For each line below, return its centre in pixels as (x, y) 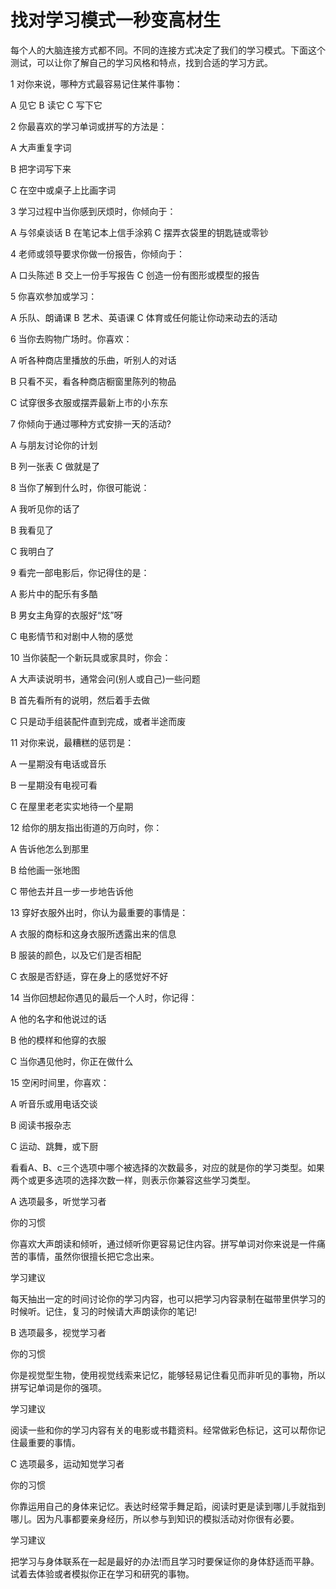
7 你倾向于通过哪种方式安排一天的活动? (91, 423)
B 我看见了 (32, 530)
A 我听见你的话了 (45, 508)
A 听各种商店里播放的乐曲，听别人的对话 (93, 360)
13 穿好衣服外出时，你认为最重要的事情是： (99, 912)
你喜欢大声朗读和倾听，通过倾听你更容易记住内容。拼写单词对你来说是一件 (163, 1243)
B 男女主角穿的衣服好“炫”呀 (66, 615)
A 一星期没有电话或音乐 (58, 763)
